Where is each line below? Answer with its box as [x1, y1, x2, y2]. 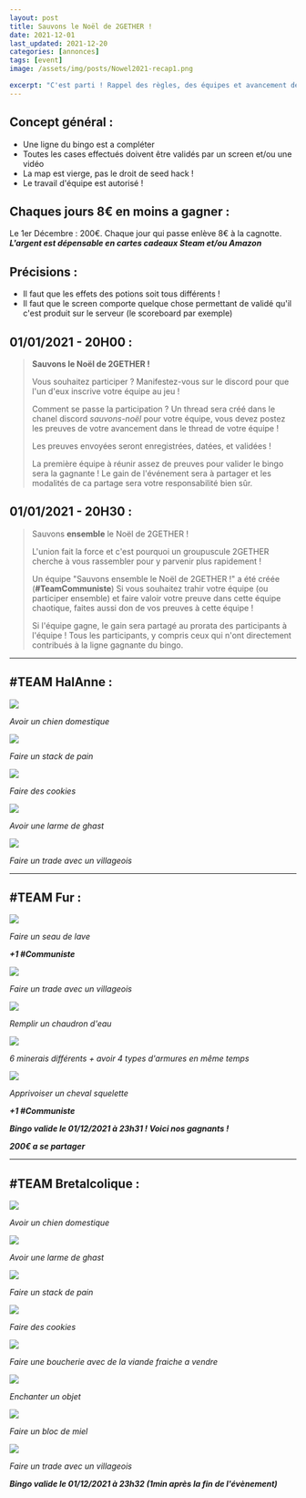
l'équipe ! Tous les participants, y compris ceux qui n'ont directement [31, 629, 291, 640]
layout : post [9, 13, 59, 23]
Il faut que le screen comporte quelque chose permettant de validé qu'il [22, 298, 292, 309]
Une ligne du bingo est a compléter [22, 139, 155, 150]
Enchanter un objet [9, 1391, 82, 1402]
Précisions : [9, 264, 78, 279]
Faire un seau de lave [9, 931, 91, 942]
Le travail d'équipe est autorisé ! [22, 177, 144, 188]
